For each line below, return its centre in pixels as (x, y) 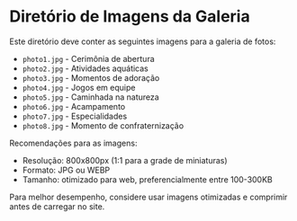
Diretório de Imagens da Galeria (130, 17)
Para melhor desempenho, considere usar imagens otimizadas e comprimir (148, 197)
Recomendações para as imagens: (73, 143)
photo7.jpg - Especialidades (75, 116)
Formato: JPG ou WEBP (66, 170)
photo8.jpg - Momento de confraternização (103, 125)
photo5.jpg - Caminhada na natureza (90, 97)
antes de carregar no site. (57, 206)
